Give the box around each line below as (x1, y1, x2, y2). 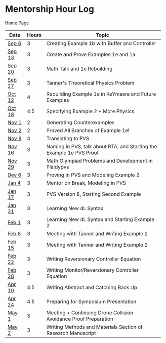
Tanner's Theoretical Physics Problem (46, 79, 135, 86)
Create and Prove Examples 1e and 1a (46, 51, 136, 58)
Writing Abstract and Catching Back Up (46, 284, 137, 291)
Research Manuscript (46, 330, 96, 337)
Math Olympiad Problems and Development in (46, 157, 153, 164)
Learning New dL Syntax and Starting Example (46, 216, 155, 223)
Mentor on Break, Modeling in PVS (46, 179, 126, 186)
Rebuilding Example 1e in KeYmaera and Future (46, 90, 157, 97)
